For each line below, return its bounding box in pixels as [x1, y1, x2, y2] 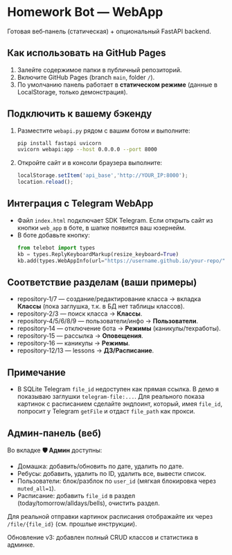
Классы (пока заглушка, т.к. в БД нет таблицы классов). [17, 302, 185, 311]
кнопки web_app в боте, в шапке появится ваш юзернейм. [17, 223, 186, 232]
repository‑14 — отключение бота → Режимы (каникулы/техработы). [17, 324, 222, 333]
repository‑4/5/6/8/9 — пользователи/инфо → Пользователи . [17, 317, 199, 325]
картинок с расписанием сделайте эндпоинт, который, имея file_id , [17, 400, 223, 408]
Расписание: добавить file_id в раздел [17, 491, 136, 499]
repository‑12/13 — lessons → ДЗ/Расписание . [17, 346, 154, 355]
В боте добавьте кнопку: [17, 230, 90, 239]
